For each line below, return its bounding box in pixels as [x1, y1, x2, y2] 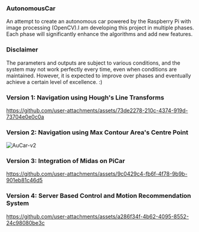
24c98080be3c [6, 219, 45, 226]
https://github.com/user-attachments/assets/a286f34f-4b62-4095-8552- [6, 213, 189, 220]
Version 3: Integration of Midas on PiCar [6, 157, 125, 165]
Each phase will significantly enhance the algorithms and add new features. [6, 31, 193, 38]
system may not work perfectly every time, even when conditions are [6, 65, 177, 73]
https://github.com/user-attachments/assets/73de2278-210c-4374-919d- [6, 107, 188, 114]
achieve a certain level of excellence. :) [6, 78, 103, 85]
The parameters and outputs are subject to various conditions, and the [6, 59, 181, 67]
